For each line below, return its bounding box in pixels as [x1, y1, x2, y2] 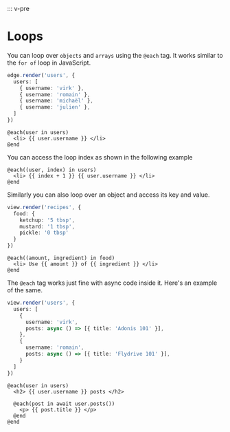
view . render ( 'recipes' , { [7, 204, 81, 210]
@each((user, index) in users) [7, 166, 97, 173]
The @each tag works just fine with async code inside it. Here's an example [7, 279, 218, 287]
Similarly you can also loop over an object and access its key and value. [7, 191, 211, 199]
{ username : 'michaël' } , [19, 98, 94, 105]
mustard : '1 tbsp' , [19, 223, 76, 230]
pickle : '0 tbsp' [19, 229, 69, 237]
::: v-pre [7, 5, 30, 12]
